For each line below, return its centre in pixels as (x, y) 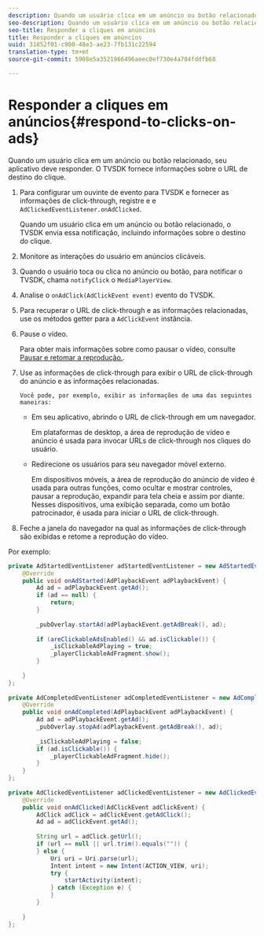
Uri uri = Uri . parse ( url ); (94, 858)
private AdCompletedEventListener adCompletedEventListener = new (119, 698)
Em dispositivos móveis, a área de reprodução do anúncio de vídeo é (143, 479)
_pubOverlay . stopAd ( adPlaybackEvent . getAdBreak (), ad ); (130, 727)
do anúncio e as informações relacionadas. (89, 381)
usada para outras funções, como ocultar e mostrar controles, (132, 488)
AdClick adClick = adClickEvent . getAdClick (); (114, 815)
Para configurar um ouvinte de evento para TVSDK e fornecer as (124, 192)
